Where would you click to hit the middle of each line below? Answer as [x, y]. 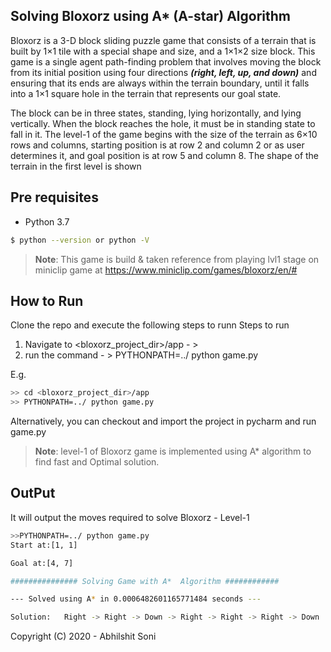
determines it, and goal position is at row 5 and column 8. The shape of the [165, 155]
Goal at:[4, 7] [42, 563]
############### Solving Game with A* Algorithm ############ [145, 581]
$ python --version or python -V [80, 240]
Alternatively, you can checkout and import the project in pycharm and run [163, 421]
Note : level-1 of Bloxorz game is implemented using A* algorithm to [173, 451]
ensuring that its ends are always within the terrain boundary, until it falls [160, 83]
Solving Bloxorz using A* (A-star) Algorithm [151, 16]
